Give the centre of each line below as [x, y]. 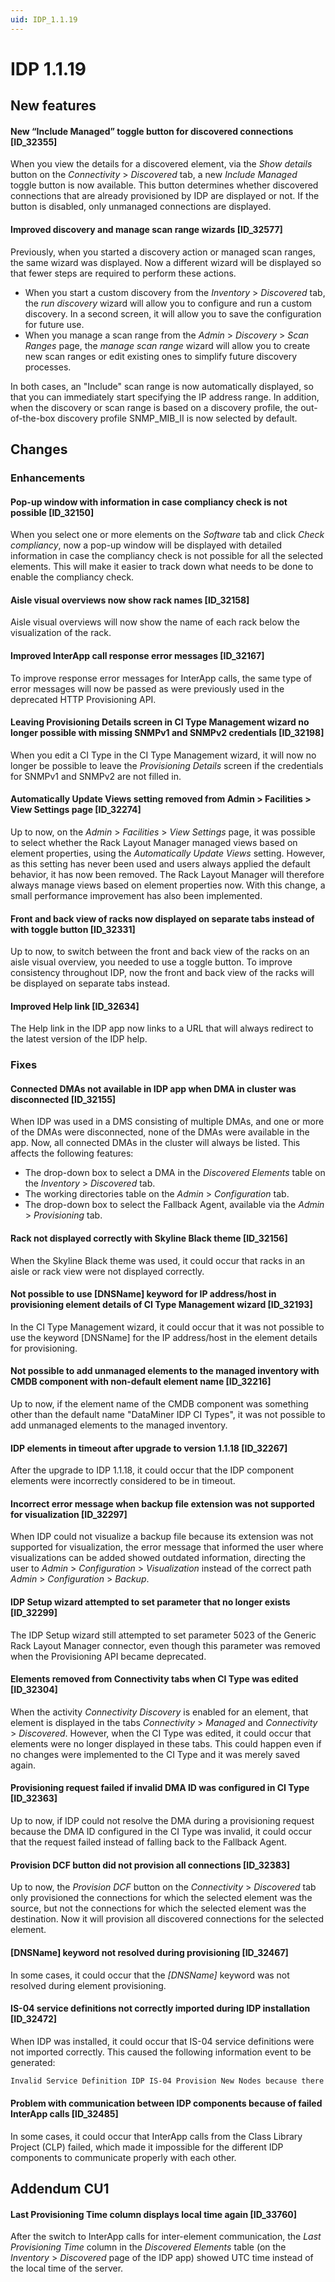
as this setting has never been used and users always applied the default [160, 863]
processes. [48, 367]
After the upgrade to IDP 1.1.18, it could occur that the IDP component [152, 1470]
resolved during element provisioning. [88, 1985]
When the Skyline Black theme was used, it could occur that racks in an [158, 1260]
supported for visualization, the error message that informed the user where [167, 1547]
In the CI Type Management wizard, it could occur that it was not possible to [167, 1327]
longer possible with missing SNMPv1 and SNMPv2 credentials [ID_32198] [167, 733]
